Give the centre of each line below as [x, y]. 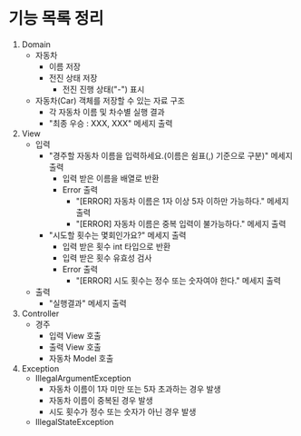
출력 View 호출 [75, 347]
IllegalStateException [74, 421]
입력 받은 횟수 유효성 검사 [107, 258]
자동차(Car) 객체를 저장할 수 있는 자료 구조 [110, 100]
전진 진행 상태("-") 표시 [103, 89]
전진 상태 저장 [73, 77]
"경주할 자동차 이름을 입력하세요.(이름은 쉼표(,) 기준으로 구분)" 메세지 [171, 155]
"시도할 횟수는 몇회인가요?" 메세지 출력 [117, 235]
